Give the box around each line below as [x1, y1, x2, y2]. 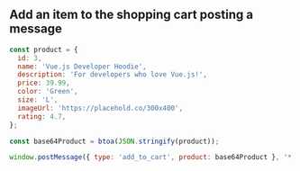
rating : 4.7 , [17, 112, 67, 121]
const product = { [9, 45, 78, 54]
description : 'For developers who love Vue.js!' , [17, 70, 207, 79]
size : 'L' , [17, 95, 59, 104]
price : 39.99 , [17, 78, 70, 88]
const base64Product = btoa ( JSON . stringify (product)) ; [9, 137, 220, 146]
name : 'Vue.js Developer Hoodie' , [17, 62, 147, 71]
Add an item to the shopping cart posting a [9, 7, 254, 22]
